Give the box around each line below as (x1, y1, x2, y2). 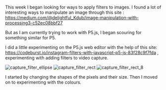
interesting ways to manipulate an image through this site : (5, 9, 124, 15)
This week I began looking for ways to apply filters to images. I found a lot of (5, 4, 162, 10)
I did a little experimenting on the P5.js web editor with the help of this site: (5, 45, 158, 50)
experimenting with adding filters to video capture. (5, 55, 109, 61)
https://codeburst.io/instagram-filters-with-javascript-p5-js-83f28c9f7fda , (5, 49, 159, 55)
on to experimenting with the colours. (5, 79, 82, 85)
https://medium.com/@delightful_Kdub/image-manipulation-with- (5, 15, 139, 20)
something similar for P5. (5, 35, 56, 41)
